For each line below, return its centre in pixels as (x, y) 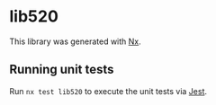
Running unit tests (62, 70)
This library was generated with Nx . (75, 41)
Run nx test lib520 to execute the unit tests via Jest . (108, 91)
